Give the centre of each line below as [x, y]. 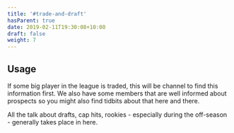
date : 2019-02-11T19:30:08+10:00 [57, 27]
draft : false [27, 34]
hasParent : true [31, 21]
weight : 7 [22, 40]
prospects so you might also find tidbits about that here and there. [104, 100]
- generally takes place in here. [52, 122]
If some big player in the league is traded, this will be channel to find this [113, 86]
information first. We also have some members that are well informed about [117, 93]
